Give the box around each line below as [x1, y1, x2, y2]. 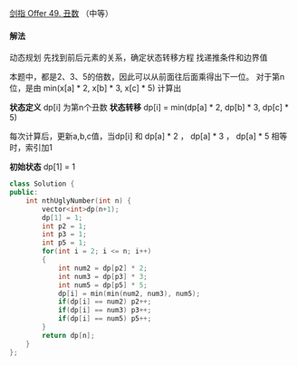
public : [9, 188, 39, 197]
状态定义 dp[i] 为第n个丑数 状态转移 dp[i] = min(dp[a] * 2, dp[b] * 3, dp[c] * [9, 102, 290, 113]
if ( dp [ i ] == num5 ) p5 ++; [57, 314, 152, 323]
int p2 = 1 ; [42, 221, 88, 231]
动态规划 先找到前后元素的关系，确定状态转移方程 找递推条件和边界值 [9, 53, 268, 63]
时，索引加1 [9, 142, 53, 153]
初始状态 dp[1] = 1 [9, 161, 75, 172]
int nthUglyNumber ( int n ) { [25, 196, 131, 206]
